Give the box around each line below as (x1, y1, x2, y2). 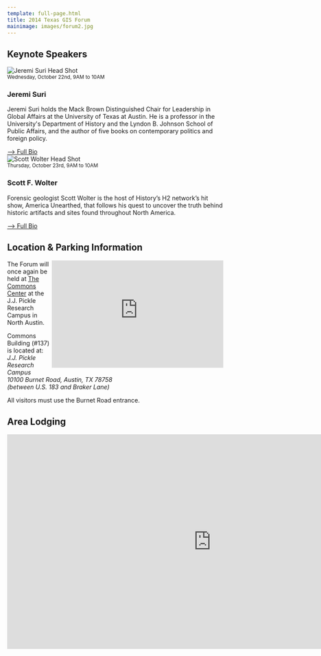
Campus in (7, 310, 38, 319)
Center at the (7, 289, 45, 297)
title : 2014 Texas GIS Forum (7, 16, 91, 23)
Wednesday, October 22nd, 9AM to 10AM (7, 73, 105, 81)
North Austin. (7, 318, 45, 326)
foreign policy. (7, 135, 48, 143)
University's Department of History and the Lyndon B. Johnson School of (7, 120, 213, 128)
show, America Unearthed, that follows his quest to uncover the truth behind (7, 201, 223, 210)
